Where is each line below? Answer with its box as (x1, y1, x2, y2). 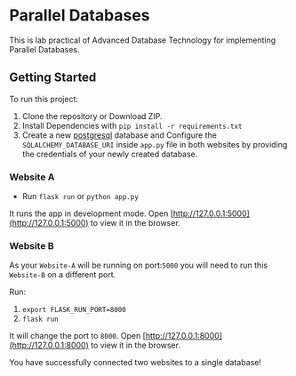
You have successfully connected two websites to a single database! (9, 357, 262, 368)
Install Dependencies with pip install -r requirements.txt (21, 120, 243, 131)
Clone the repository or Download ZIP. (21, 110, 163, 121)
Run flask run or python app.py (21, 191, 140, 202)
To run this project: (9, 93, 78, 104)
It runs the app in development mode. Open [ (9, 208, 174, 219)
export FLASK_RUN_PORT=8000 (21, 306, 126, 315)
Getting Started (9, 70, 97, 85)
